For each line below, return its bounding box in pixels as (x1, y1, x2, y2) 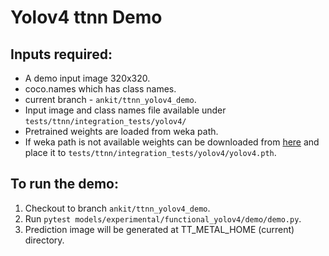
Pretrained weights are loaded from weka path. (24, 126, 219, 137)
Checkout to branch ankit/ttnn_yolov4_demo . (24, 202, 211, 214)
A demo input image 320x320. (24, 72, 151, 84)
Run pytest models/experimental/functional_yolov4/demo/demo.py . (24, 212, 302, 225)
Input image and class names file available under (24, 104, 227, 116)
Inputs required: (10, 46, 113, 63)
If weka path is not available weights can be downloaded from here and (24, 136, 320, 148)
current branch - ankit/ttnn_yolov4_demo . (24, 94, 197, 105)
